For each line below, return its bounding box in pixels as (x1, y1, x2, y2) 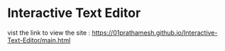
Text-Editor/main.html (7, 35, 71, 44)
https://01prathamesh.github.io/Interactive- (92, 28, 218, 37)
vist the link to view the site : (7, 28, 91, 37)
